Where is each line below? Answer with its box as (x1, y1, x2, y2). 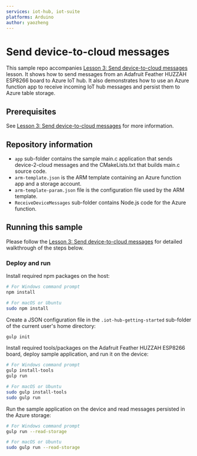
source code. (14, 168, 47, 175)
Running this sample (6, 222, 83, 232)
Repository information (6, 139, 93, 149)
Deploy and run (6, 259, 51, 267)
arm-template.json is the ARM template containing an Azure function (14, 173, 181, 181)
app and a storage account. (14, 180, 82, 187)
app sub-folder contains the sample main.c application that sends (14, 155, 173, 162)
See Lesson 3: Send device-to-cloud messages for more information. (6, 122, 174, 130)
